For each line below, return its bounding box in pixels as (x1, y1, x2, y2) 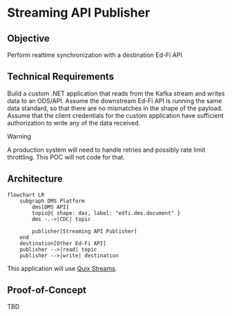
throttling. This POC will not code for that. (7, 152, 126, 161)
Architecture (7, 173, 64, 185)
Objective (7, 33, 50, 44)
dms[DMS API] (32, 203, 70, 211)
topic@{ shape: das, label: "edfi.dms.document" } (32, 209, 181, 216)
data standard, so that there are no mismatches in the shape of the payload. (7, 104, 223, 112)
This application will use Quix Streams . (7, 264, 117, 272)
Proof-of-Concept (7, 284, 87, 296)
